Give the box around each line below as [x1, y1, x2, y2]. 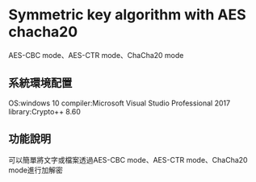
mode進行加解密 [8, 165, 63, 175]
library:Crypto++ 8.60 [8, 106, 81, 116]
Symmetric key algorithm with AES [8, 6, 246, 24]
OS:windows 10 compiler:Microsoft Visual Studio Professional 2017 [8, 98, 231, 108]
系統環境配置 [8, 77, 73, 90]
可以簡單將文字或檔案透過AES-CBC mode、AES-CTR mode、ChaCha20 [8, 155, 248, 164]
